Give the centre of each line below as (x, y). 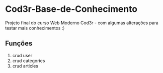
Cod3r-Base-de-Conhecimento (71, 9)
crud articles (25, 66)
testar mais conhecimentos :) (35, 28)
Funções (19, 44)
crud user (22, 55)
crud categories (29, 61)
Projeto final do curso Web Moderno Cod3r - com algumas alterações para (82, 23)
